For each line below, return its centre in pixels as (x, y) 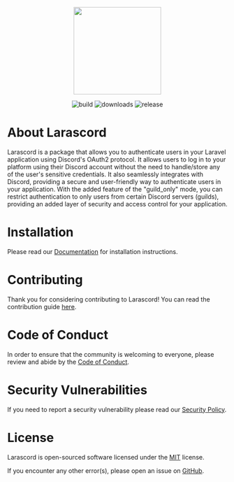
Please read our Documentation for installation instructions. (93, 251)
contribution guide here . (42, 306)
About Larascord (57, 133)
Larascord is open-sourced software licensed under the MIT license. (106, 457)
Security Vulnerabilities (78, 390)
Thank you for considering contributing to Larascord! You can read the (109, 299)
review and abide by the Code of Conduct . (68, 362)
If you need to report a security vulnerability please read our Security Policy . (117, 409)
